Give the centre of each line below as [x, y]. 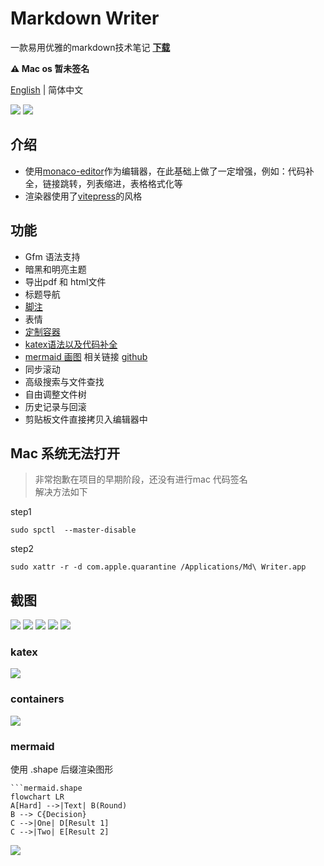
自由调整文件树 [55, 394]
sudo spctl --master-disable [73, 530]
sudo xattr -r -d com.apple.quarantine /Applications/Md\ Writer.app [158, 567]
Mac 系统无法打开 [65, 453]
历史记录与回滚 [55, 406]
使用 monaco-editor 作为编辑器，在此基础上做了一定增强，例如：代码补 [169, 171]
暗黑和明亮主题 [55, 269]
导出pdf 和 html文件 [65, 281]
